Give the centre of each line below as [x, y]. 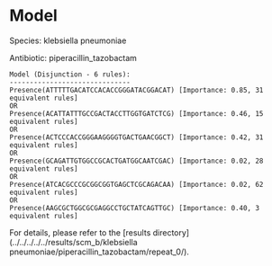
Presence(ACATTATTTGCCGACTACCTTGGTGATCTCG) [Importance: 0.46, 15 [136, 113]
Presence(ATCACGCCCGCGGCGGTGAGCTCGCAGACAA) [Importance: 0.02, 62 [136, 184]
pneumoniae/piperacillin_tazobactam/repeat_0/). [99, 252]
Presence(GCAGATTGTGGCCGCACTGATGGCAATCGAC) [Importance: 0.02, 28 [136, 161]
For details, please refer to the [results [80, 232]
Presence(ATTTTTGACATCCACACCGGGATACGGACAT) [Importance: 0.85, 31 [136, 90]
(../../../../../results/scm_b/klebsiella [73, 242]
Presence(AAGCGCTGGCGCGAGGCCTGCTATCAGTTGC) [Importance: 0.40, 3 [134, 208]
